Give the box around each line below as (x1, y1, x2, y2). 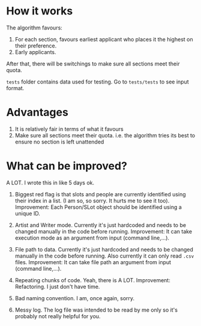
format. (6, 84, 25, 91)
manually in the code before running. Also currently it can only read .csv (14, 252, 194, 259)
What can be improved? (6, 159, 128, 173)
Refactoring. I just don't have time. (14, 283, 100, 290)
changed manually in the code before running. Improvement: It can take (14, 228, 193, 235)
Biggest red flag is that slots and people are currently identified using (14, 190, 186, 198)
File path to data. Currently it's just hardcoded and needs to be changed (14, 246, 194, 253)
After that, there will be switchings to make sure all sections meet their (6, 60, 180, 67)
